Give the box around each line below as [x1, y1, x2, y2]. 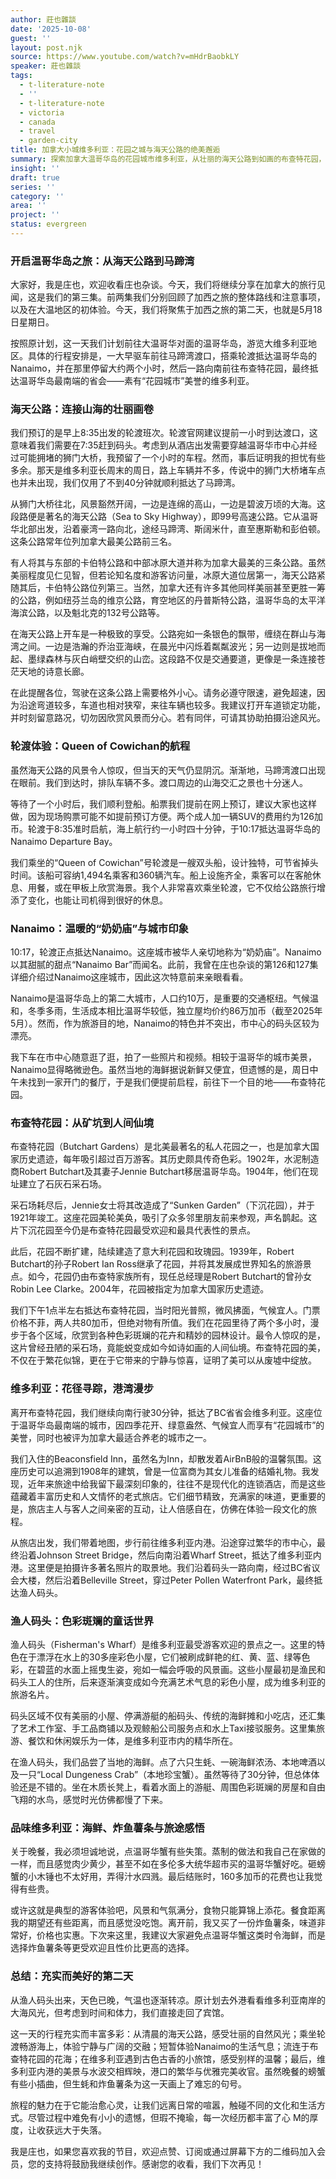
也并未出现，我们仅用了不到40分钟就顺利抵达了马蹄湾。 [10, 477, 241, 489]
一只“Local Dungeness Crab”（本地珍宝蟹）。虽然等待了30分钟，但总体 [18, 1768, 312, 1780]
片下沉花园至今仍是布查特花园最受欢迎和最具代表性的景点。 [10, 1224, 256, 1236]
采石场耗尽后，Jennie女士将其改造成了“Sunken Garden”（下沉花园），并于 [10, 1199, 315, 1211]
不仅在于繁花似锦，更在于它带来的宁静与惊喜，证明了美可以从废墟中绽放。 [10, 1354, 317, 1366]
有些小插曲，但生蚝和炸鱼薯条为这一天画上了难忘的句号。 [10, 2077, 247, 2090]
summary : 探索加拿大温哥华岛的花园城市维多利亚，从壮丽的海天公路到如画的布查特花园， [10, 154, 327, 164]
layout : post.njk [10, 42, 83, 53]
